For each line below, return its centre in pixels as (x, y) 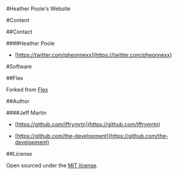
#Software (19, 66)
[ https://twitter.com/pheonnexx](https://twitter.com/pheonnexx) (93, 55)
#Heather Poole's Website (38, 9)
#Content (18, 20)
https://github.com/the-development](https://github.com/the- (93, 136)
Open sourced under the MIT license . (52, 165)
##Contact (19, 32)
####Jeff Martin (26, 113)
